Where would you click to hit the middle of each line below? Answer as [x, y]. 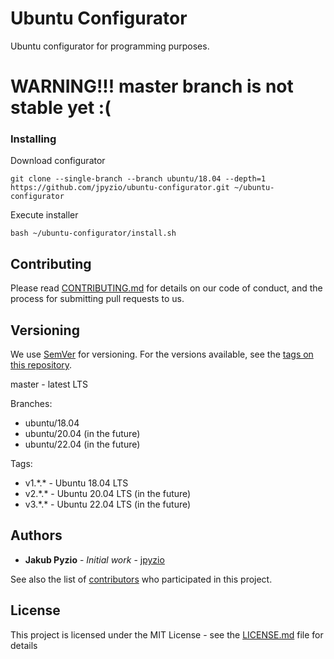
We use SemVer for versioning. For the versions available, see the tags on [162, 354]
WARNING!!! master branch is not [152, 86]
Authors [36, 535]
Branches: [31, 404]
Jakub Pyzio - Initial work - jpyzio [94, 559]
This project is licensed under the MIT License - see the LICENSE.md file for [167, 634]
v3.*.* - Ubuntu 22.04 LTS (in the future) [108, 504]
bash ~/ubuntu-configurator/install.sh [93, 233]
